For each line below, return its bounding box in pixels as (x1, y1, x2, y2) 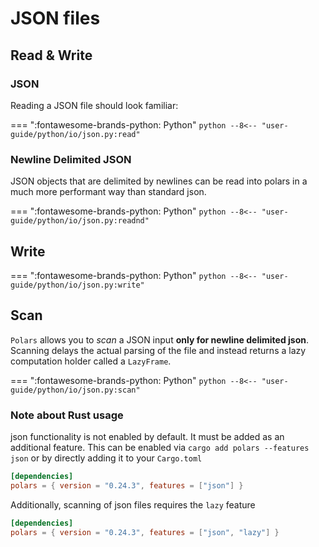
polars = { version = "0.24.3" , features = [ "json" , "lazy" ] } (10, 527, 280, 537)
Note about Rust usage (10, 408, 124, 422)
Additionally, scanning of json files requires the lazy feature (10, 498, 256, 511)
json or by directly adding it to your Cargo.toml (10, 452, 203, 464)
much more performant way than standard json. (10, 186, 207, 198)
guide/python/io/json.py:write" (10, 280, 145, 290)
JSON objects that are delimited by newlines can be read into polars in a (10, 175, 308, 187)
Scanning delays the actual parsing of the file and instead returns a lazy (10, 344, 307, 356)
